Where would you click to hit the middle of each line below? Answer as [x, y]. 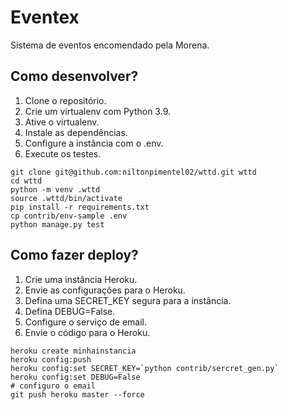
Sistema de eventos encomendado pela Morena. [110, 45]
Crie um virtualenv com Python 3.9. [97, 111]
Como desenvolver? [74, 76]
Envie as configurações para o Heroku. [105, 290]
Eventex [45, 17]
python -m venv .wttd [55, 189]
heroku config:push [51, 359]
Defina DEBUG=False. [70, 311]
